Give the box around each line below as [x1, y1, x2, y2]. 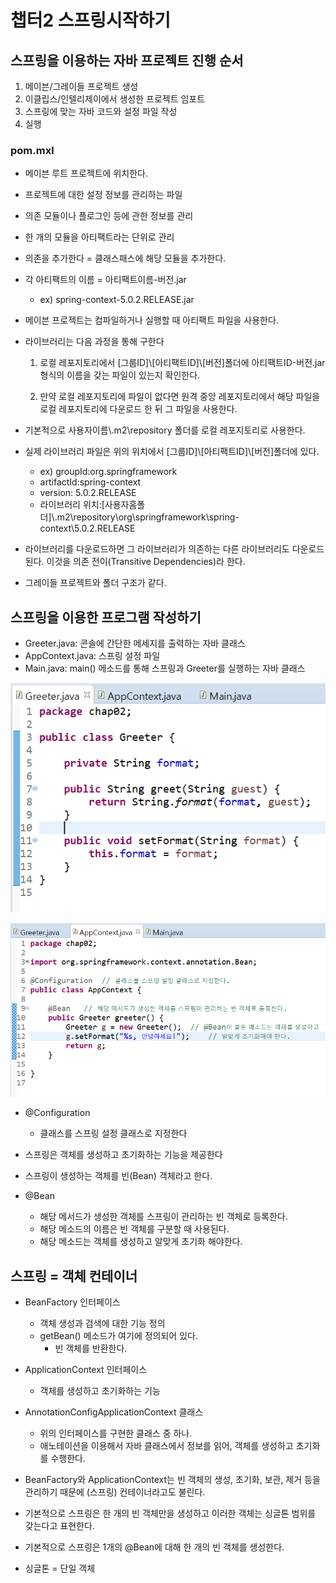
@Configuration [24, 1107, 91, 1119]
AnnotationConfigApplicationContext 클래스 [24, 1406, 204, 1418]
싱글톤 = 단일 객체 [24, 1562, 96, 1575]
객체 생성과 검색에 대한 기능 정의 [39, 1317, 166, 1330]
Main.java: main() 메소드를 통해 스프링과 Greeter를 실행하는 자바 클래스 [24, 662, 306, 675]
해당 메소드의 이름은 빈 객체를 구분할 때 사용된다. [39, 1223, 230, 1235]
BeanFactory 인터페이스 [24, 1296, 121, 1308]
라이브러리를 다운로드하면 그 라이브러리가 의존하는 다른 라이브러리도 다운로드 [24, 543, 325, 555]
